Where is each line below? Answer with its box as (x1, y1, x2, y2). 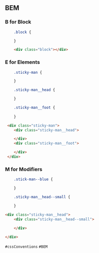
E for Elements (5, 59, 40, 65)
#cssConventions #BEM (5, 244, 48, 250)
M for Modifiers (5, 166, 43, 172)
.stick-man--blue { (14, 177, 53, 182)
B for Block (5, 19, 32, 25)
